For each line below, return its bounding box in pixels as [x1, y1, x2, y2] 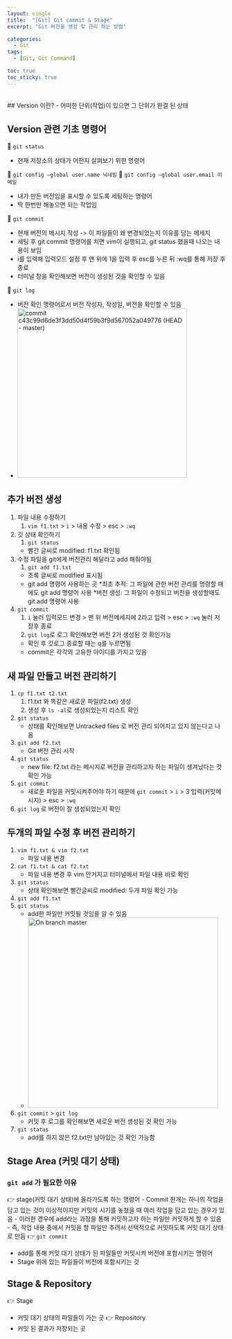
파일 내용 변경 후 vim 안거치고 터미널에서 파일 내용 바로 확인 [27, 870, 189, 878]
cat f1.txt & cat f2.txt [17, 863, 89, 870]
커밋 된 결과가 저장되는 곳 [17, 1324, 87, 1333]
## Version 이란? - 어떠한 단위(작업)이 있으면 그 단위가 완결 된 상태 [7, 101, 189, 110]
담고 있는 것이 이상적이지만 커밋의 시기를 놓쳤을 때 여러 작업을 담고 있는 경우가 [7, 1206, 218, 1214]
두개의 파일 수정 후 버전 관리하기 [7, 827, 136, 839]
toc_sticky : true [7, 74, 57, 80]
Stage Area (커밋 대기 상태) [7, 1155, 120, 1167]
